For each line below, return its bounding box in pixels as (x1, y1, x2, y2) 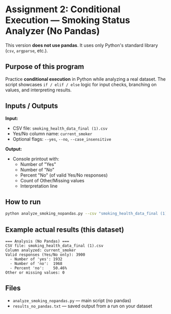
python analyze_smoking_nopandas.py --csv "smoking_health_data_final (5, 211, 158, 216)
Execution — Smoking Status (5, 14, 130, 26)
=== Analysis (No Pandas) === (5, 239, 70, 244)
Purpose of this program (5, 62, 84, 71)
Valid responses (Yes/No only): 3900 (5, 252, 85, 257)
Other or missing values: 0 (5, 270, 65, 275)
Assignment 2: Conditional (5, 4, 121, 15)
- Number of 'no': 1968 (10, 261, 63, 267)
